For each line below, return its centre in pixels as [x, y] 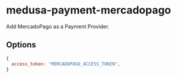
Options [21, 45]
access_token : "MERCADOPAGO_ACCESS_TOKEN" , [66, 64]
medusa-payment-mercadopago [89, 10]
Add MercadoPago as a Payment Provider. [58, 26]
